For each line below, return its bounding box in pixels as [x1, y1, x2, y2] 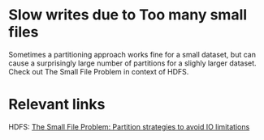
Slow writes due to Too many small [8, 6, 248, 24]
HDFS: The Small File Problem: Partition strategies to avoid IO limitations [8, 121, 250, 131]
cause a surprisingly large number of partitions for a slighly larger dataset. [8, 58, 258, 68]
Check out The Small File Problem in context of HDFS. [8, 66, 189, 76]
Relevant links [8, 95, 106, 114]
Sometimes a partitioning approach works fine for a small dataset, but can [8, 49, 256, 59]
